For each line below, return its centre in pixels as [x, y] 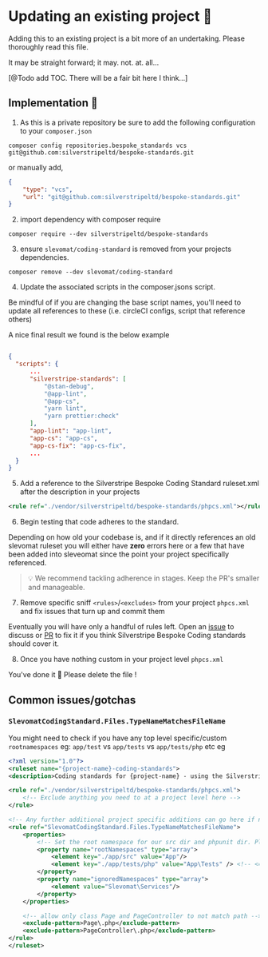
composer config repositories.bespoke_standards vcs [98, 146]
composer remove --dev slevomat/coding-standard [91, 272]
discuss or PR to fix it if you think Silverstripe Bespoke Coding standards [127, 636]
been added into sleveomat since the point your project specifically [119, 554]
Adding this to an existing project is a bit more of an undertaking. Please [127, 38]
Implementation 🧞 [53, 103]
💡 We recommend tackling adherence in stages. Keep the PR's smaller [144, 578]
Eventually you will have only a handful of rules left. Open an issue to [121, 627]
